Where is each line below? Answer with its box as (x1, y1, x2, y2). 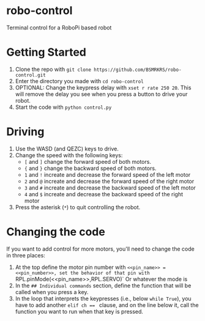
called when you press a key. (15, 288, 89, 295)
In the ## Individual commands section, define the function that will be (15, 282, 192, 289)
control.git (15, 72, 46, 78)
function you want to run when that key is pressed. (15, 308, 144, 315)
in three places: (6, 251, 46, 259)
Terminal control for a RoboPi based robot (6, 24, 112, 31)
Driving (6, 125, 45, 139)
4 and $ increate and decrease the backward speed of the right (24, 190, 184, 197)
